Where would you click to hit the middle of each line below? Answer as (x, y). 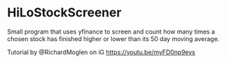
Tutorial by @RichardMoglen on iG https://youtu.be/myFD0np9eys (101, 52)
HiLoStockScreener (65, 13)
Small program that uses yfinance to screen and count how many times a (111, 32)
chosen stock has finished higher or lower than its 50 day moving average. (113, 38)
